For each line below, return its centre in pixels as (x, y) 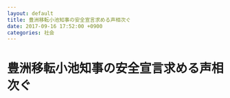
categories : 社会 (31, 33)
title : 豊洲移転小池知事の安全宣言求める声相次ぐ (69, 20)
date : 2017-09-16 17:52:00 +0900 (55, 26)
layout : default (30, 13)
